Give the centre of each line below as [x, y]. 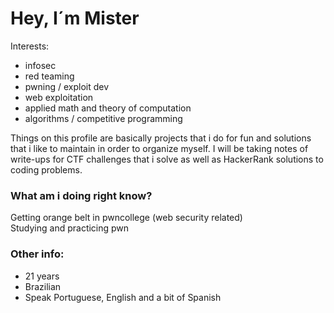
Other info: [37, 254]
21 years [42, 276]
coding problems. [46, 169]
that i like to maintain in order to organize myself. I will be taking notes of [159, 148]
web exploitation [59, 97]
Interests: [30, 46]
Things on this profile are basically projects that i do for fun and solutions [161, 138]
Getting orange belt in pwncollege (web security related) [126, 218]
